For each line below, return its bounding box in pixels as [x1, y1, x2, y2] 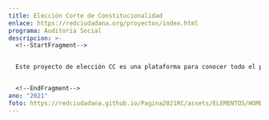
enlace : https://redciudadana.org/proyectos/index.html [8, 19, 199, 27]
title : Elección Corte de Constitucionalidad [8, 11, 163, 20]
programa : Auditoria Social [8, 26, 102, 34]
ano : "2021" [8, 92, 48, 100]
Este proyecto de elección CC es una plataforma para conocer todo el [15, 63, 256, 71]
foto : [8, 99, 26, 107]
